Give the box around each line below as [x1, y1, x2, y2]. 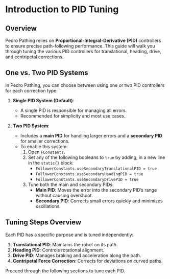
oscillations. [35, 203, 61, 209]
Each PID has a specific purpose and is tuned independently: [5, 231, 134, 238]
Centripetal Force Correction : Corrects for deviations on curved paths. [12, 258, 163, 264]
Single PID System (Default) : [12, 97, 75, 103]
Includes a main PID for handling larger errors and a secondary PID [20, 132, 162, 138]
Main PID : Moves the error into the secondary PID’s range [35, 187, 157, 193]
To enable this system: [20, 143, 68, 149]
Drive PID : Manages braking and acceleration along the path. [12, 252, 141, 259]
